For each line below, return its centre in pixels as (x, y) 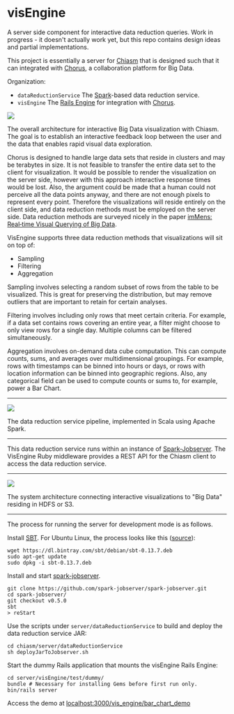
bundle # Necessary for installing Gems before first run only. (102, 684)
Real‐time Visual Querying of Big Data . (62, 224)
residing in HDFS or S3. (41, 504)
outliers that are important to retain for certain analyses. (87, 302)
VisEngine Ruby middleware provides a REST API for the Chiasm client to (112, 456)
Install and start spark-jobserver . (54, 575)
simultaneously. (30, 337)
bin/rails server (32, 690)
